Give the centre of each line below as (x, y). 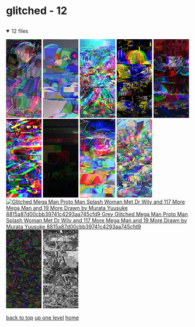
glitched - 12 (37, 11)
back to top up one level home (43, 318)
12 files (20, 31)
